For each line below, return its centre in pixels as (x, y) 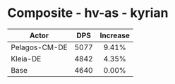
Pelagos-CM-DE (40, 47)
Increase (115, 35)
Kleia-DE (26, 59)
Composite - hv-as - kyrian (88, 13)
